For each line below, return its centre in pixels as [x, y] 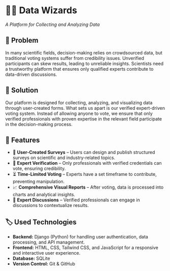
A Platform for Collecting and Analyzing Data [53, 24]
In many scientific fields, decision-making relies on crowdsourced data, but [84, 52]
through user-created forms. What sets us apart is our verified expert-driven [85, 108]
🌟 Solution [22, 90]
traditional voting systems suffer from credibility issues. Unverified [75, 58]
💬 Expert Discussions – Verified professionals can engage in [76, 200]
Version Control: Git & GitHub [44, 264]
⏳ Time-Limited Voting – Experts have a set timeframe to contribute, [84, 174]
